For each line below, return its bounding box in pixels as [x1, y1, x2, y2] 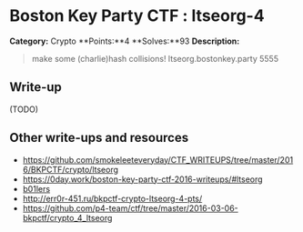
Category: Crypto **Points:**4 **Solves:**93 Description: [9, 35, 240, 46]
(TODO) [9, 104, 39, 115]
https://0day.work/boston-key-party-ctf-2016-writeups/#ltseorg [22, 174, 263, 185]
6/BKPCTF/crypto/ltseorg [22, 164, 119, 175]
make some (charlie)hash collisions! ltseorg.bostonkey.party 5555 [31, 53, 279, 64]
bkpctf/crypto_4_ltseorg [22, 212, 113, 223]
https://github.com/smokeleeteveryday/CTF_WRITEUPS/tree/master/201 [22, 154, 294, 165]
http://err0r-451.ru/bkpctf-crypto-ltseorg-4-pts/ [22, 193, 203, 204]
